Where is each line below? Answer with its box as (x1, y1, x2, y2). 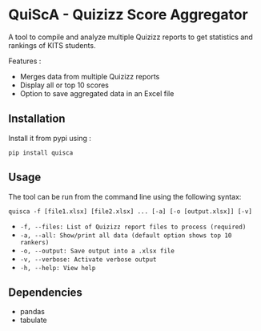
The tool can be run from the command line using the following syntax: (8, 192, 242, 201)
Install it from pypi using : (8, 133, 92, 143)
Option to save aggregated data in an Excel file (19, 88, 175, 98)
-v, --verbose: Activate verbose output (19, 255, 157, 264)
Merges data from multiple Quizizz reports (19, 71, 160, 81)
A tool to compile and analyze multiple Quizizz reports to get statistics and (8, 32, 254, 42)
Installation (8, 112, 66, 126)
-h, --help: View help (19, 264, 96, 272)
